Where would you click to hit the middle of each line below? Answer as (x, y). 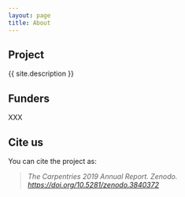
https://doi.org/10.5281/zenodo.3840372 (93, 184)
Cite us (26, 142)
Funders (29, 98)
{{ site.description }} (41, 74)
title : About (30, 23)
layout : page (30, 15)
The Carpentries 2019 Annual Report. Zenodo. (102, 176)
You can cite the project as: (52, 161)
